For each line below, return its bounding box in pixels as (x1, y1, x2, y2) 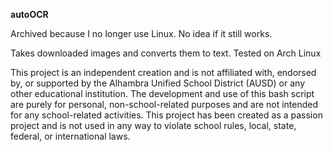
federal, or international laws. (10, 130, 131, 142)
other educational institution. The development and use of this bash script (10, 88, 315, 99)
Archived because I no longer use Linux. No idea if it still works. (10, 28, 273, 39)
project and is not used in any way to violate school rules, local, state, (10, 120, 297, 131)
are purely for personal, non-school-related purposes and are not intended (10, 99, 319, 110)
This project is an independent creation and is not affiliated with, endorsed (10, 67, 317, 78)
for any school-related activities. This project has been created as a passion (10, 109, 323, 121)
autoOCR (10, 9, 49, 20)
